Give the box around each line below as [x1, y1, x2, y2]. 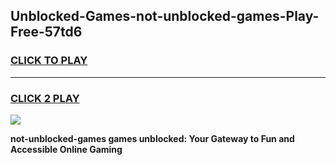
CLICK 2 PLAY [10, 91, 80, 105]
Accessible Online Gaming [10, 143, 123, 155]
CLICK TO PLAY [10, 54, 88, 68]
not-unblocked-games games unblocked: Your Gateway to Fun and [10, 132, 295, 144]
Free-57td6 [10, 24, 83, 41]
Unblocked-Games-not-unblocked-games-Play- [10, 8, 320, 25]
